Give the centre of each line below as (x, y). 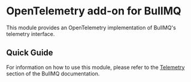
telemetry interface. (31, 34)
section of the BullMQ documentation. (53, 74)
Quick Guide (30, 53)
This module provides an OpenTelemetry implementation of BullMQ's (91, 28)
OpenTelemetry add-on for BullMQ (94, 11)
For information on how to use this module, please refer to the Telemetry (95, 67)
